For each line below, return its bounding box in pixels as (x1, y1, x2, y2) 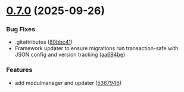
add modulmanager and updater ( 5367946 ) (14, 79, 122, 86)
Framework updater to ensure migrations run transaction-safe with (14, 45, 179, 52)
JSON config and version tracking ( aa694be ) (14, 51, 126, 58)
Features (6, 66, 33, 74)
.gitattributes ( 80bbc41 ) (14, 38, 73, 45)
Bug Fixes (6, 25, 36, 34)
